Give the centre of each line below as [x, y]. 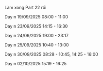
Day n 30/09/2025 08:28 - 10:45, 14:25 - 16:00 [51, 54]
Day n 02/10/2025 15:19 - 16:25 [35, 64]
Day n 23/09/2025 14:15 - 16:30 [36, 26]
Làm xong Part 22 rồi [26, 7]
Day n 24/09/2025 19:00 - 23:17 [37, 35]
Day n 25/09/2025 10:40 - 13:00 [37, 45]
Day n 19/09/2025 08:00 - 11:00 [36, 17]
